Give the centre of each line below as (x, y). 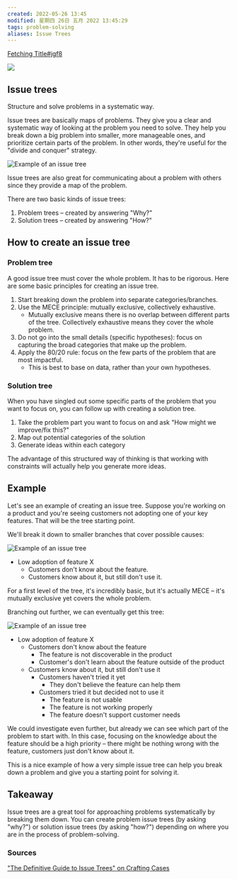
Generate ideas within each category (71, 445)
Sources (22, 853)
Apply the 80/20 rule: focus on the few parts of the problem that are (117, 352)
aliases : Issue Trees (39, 34)
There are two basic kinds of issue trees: (67, 199)
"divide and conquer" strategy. (52, 150)
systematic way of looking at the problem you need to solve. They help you (117, 128)
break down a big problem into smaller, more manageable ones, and (106, 135)
